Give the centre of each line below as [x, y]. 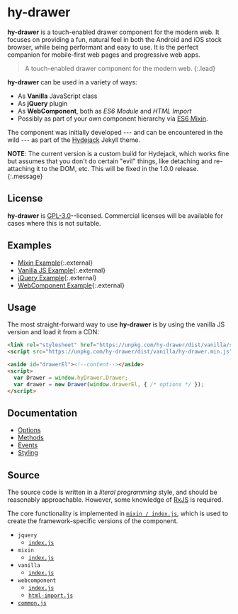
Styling [28, 453]
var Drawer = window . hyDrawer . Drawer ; [71, 378]
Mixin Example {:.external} [55, 263]
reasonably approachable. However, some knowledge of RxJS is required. [115, 500]
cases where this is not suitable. [54, 223]
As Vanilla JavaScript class [57, 96]
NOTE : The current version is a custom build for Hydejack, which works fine [118, 153]
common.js [32, 603]
